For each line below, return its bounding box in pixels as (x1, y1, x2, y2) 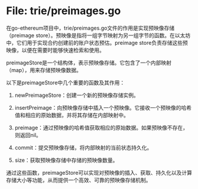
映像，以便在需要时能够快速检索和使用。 (6, 46, 105, 54)
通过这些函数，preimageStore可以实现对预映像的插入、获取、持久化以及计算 (6, 169, 193, 176)
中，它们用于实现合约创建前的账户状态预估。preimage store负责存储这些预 (6, 39, 188, 46)
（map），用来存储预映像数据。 (6, 66, 82, 73)
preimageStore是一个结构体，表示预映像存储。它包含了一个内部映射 (6, 59, 172, 66)
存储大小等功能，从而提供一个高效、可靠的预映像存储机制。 (6, 176, 151, 184)
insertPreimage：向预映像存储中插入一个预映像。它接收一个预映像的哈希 (14, 104, 192, 111)
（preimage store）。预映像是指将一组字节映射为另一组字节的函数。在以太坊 (6, 31, 191, 39)
